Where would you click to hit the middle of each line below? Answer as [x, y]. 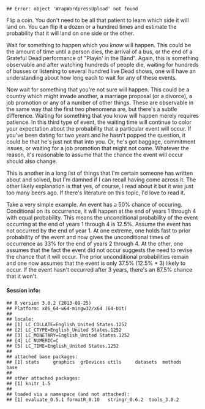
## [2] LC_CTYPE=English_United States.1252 [64, 330]
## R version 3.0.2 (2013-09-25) [49, 304]
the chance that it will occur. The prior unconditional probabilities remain [98, 257]
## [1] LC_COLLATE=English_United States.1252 [67, 325]
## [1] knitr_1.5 [28, 384]
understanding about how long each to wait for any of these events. [92, 78]
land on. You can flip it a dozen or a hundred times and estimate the [91, 27]
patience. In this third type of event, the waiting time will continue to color [99, 122]
